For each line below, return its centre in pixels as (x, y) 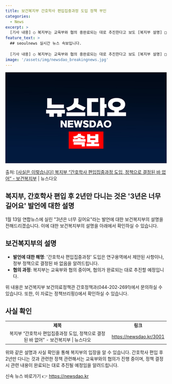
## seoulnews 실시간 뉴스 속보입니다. (46, 44)
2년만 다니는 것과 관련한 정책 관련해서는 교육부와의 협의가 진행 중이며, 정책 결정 (84, 359)
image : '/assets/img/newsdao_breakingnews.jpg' (57, 60)
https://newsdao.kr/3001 (138, 336)
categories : (18, 16)
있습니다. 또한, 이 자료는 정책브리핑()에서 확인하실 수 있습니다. (67, 294)
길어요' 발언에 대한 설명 (40, 206)
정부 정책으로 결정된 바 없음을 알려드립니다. (56, 263)
